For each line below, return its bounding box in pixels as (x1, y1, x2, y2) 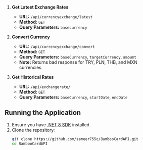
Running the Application (4, 108, 81, 117)
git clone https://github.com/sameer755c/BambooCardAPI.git (11, 136, 139, 142)
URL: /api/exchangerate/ (19, 84, 71, 90)
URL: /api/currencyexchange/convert (19, 44, 95, 49)
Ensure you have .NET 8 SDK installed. (11, 121, 91, 128)
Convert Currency (11, 34, 50, 40)
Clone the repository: (11, 127, 55, 133)
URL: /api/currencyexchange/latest (19, 14, 93, 19)
